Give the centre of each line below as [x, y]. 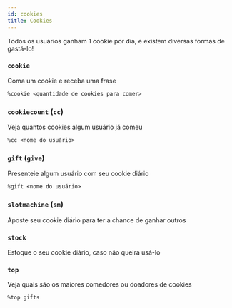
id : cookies [25, 14]
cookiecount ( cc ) [36, 111]
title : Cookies [30, 21]
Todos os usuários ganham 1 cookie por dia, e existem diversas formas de [116, 41]
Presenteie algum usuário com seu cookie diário [78, 174]
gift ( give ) [26, 158]
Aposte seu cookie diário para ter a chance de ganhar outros [97, 220]
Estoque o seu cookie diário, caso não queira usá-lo [84, 252]
